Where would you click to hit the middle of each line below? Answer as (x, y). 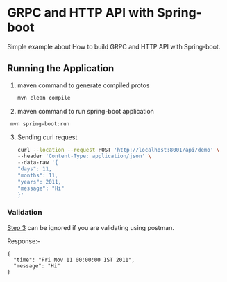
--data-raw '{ (37, 163)
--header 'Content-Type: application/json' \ (84, 156)
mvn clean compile (44, 98)
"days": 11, (34, 169)
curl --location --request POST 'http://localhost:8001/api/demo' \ (118, 150)
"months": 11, (37, 175)
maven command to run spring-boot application (86, 111)
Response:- (24, 241)
